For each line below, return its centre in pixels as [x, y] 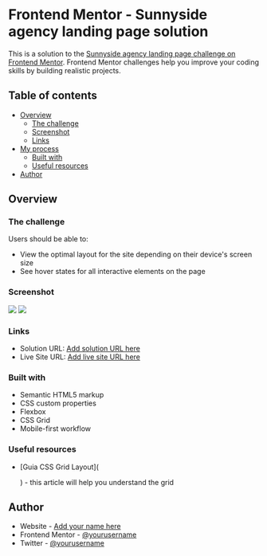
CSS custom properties [58, 403]
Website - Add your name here [70, 527]
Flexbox [33, 412]
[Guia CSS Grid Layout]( [59, 467]
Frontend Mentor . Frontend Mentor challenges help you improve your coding [134, 62]
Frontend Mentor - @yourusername [78, 534]
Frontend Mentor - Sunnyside [108, 15]
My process [39, 148]
